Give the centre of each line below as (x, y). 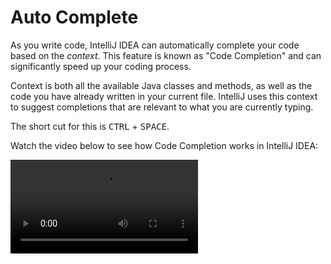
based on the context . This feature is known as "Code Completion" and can (166, 55)
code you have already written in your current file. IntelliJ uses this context (164, 96)
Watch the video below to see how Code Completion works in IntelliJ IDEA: (164, 145)
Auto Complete (74, 17)
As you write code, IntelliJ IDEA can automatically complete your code (155, 45)
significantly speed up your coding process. (101, 66)
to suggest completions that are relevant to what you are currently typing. (162, 107)
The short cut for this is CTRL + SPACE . (90, 126)
